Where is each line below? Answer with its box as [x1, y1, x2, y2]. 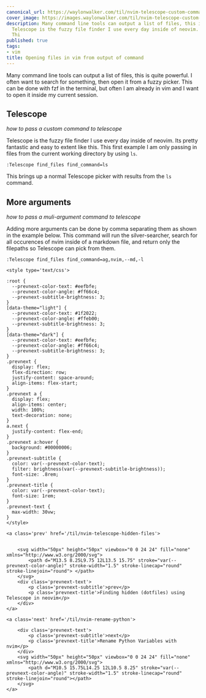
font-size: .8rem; [12, 471, 59, 478]
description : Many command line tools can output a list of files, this [6, 20, 196, 26]
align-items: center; [12, 401, 67, 408]
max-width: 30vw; [12, 509, 56, 516]
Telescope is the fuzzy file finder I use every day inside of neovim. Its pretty [6, 137, 198, 144]
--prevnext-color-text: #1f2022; [12, 311, 97, 317]
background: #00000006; [12, 444, 72, 451]
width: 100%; [12, 407, 45, 413]
